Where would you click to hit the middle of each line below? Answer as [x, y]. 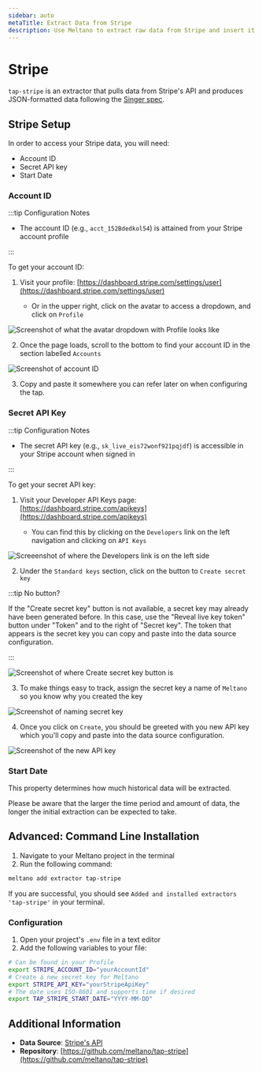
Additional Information [65, 1023]
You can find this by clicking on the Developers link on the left [131, 532]
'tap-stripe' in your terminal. [57, 901]
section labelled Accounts [60, 354]
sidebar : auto [31, 15]
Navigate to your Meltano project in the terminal [97, 855]
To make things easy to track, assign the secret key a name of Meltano [133, 688]
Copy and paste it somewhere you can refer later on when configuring [133, 384]
